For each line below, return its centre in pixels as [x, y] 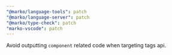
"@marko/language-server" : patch [48, 17]
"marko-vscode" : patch [34, 28]
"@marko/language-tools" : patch [46, 12]
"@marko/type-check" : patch [41, 23]
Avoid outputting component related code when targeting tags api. [86, 45]
